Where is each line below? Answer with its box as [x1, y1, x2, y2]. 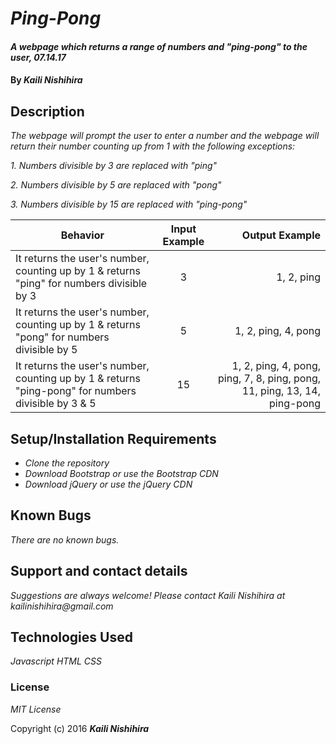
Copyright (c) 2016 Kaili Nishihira [10, 722, 150, 734]
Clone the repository [24, 457, 110, 469]
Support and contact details [10, 563, 188, 580]
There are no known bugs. [10, 533, 120, 546]
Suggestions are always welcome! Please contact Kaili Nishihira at [10, 589, 286, 601]
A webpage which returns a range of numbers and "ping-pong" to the [10, 40, 308, 52]
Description [10, 103, 85, 120]
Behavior [60, 228, 105, 242]
